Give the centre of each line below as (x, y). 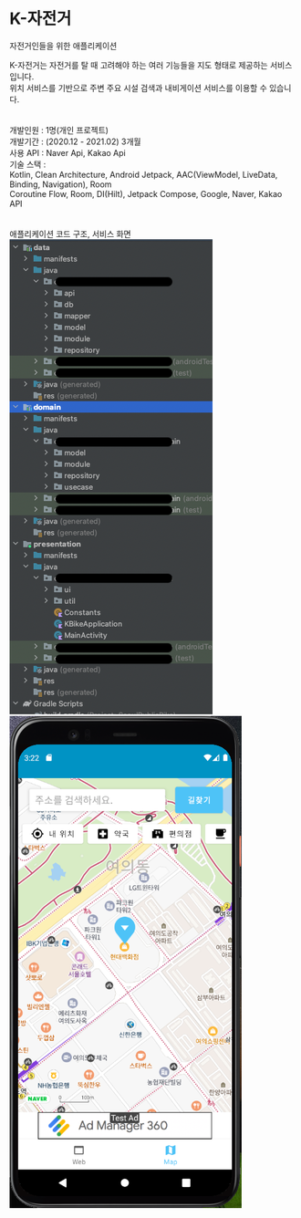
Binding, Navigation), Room (61, 184)
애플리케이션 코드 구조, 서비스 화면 (70, 234)
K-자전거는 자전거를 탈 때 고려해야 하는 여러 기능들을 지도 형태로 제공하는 (139, 65)
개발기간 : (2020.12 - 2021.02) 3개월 (75, 141)
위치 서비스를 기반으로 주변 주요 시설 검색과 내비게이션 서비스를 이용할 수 (138, 88)
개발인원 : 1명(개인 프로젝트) (59, 130)
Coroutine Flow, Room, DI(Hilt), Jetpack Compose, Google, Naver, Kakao (146, 193)
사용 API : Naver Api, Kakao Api (67, 152)
